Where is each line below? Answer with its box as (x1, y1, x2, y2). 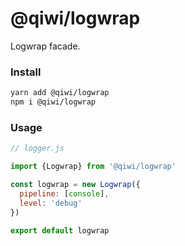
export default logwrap (10, 225, 110, 236)
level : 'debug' (19, 198, 83, 208)
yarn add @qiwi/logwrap (10, 88, 110, 98)
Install (10, 65, 42, 79)
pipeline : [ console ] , (19, 188, 110, 199)
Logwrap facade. (10, 40, 81, 52)
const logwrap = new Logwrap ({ (10, 180, 141, 190)
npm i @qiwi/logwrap (10, 97, 97, 107)
